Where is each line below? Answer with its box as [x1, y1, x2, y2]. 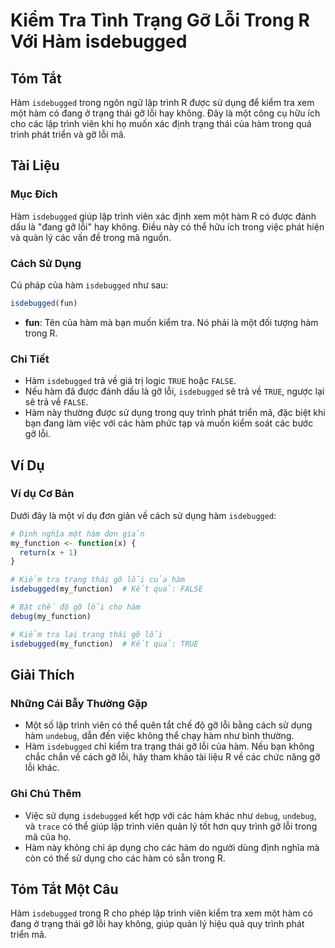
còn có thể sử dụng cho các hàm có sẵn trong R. [24, 852, 226, 864]
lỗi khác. [24, 762, 60, 774]
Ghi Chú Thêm [10, 787, 82, 801]
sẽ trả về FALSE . [24, 396, 89, 408]
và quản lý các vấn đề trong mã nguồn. [10, 231, 172, 243]
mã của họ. [24, 830, 72, 843]
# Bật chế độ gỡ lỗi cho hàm [10, 602, 141, 613]
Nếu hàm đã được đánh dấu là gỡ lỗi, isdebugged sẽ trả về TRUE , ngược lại [24, 385, 325, 398]
